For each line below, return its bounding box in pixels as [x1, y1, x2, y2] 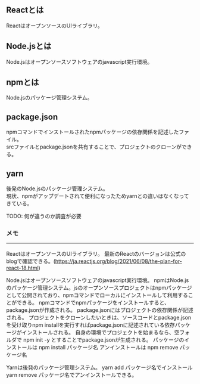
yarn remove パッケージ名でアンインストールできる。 [6, 371, 137, 378]
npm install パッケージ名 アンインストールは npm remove [38, 343, 179, 351]
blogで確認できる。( [6, 258, 55, 265]
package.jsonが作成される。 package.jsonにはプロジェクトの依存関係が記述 [6, 306, 193, 314]
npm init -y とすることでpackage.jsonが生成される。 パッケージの [23, 336, 185, 343]
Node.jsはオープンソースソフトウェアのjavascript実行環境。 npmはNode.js [6, 276, 189, 284]
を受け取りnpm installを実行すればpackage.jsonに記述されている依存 [6, 321, 176, 329]
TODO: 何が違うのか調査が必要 [6, 213, 82, 220]
